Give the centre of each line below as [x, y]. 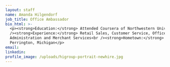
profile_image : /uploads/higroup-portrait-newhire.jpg [64, 57]
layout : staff [20, 10]
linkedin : [16, 52]
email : [12, 47]
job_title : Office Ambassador [37, 19]
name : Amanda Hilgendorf [31, 15]
